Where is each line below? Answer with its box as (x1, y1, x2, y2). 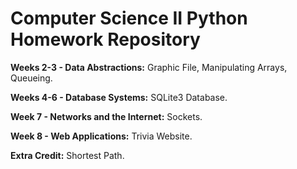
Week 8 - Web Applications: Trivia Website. (10, 130, 193, 142)
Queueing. (10, 72, 53, 84)
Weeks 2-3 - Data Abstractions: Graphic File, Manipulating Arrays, (10, 61, 288, 73)
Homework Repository (10, 28, 201, 51)
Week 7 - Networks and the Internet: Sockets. (10, 110, 203, 122)
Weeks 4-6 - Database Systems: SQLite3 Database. (10, 91, 228, 103)
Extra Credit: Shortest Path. (10, 149, 125, 161)
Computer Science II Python (10, 7, 248, 30)
